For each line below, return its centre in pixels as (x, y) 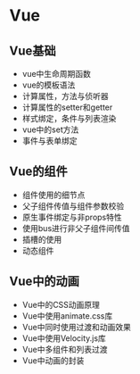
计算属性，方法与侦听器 (65, 96)
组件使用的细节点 (54, 195)
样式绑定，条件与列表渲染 (69, 118)
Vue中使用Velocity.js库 (64, 338)
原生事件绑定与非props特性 (72, 217)
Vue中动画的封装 (53, 360)
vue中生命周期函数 (57, 74)
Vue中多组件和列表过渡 (65, 349)
